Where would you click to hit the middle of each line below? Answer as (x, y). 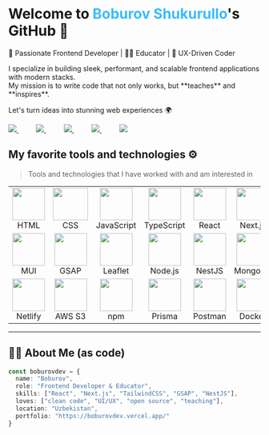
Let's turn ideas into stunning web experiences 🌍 (90, 110)
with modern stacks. (42, 77)
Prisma (165, 316)
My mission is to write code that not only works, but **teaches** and (122, 86)
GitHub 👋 (38, 31)
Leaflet (116, 270)
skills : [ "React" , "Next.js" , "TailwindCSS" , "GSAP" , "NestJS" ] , (127, 394)
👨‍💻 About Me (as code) (67, 353)
